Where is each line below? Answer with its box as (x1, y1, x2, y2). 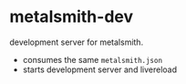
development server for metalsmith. (9, 37, 144, 47)
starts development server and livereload (22, 64, 178, 75)
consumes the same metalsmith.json (22, 54, 162, 65)
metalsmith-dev (9, 6, 134, 27)
